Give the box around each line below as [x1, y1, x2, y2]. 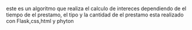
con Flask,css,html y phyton [6, 18, 75, 24]
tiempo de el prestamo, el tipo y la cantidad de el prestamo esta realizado [6, 11, 184, 18]
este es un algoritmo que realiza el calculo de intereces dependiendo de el [6, 5, 187, 12]
